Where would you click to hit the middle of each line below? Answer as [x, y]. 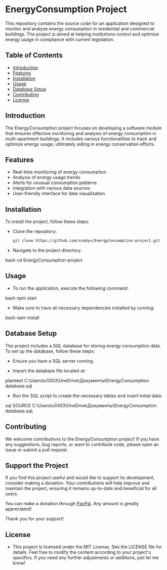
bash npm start [21, 298]
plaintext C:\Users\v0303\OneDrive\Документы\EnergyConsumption [77, 380]
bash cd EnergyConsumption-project [44, 260]
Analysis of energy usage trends [46, 178]
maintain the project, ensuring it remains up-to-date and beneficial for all [81, 489]
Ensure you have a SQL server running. [53, 361]
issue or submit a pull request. [37, 450]
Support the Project [37, 466]
